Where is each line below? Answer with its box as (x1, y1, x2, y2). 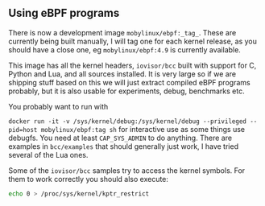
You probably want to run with (8, 101, 109, 111)
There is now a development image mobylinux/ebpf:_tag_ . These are (8, 27, 237, 37)
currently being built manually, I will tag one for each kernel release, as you (8, 36, 258, 46)
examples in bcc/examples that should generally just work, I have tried (8, 141, 239, 151)
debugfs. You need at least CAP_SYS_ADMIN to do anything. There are (8, 133, 232, 142)
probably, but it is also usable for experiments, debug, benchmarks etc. (8, 86, 245, 96)
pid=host (8, 126, 38, 134)
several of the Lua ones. (8, 150, 89, 159)
